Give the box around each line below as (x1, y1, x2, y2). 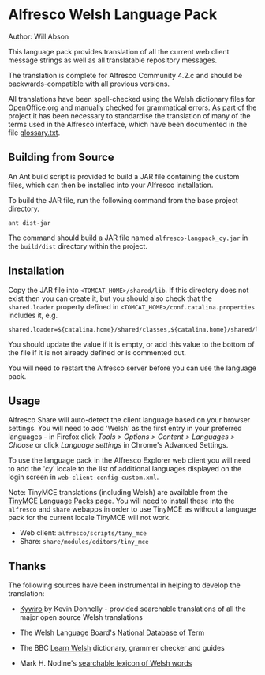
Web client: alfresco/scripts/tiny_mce (19, 528, 147, 538)
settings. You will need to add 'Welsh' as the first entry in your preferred (8, 424, 242, 433)
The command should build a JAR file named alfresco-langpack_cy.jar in (8, 233, 248, 242)
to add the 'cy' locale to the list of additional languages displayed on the (8, 464, 242, 474)
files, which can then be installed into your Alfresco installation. (8, 180, 214, 189)
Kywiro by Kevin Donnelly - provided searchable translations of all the (19, 604, 247, 613)
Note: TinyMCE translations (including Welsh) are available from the (8, 488, 229, 497)
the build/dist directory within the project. (8, 241, 148, 250)
